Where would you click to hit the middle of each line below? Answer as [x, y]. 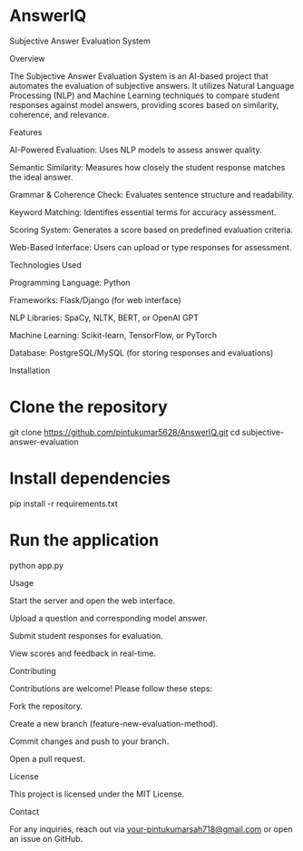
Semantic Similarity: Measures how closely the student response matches [147, 167]
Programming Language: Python [70, 282]
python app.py [37, 565]
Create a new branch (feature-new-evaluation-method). [114, 723]
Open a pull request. [48, 758]
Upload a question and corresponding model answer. [109, 618]
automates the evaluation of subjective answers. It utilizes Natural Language [152, 85]
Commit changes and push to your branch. [89, 741]
